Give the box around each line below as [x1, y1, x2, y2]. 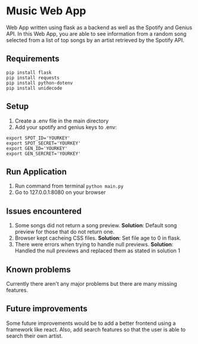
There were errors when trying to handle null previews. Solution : [14, 241, 174, 248]
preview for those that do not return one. [14, 228, 115, 236]
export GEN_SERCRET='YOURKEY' [6, 151, 81, 157]
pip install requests [6, 74, 60, 81]
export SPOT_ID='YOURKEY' [6, 135, 70, 141]
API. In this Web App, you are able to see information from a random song [6, 30, 187, 37]
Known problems [6, 264, 71, 274]
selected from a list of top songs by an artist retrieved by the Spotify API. [6, 36, 184, 43]
